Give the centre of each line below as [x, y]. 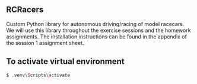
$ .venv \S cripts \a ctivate [38, 75]
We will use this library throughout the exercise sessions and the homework [99, 30]
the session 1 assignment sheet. [45, 43]
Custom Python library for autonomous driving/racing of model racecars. [95, 24]
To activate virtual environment [65, 62]
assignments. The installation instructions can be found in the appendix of [96, 36]
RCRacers [25, 10]
